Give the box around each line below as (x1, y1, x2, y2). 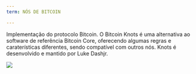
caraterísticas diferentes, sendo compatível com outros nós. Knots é (6, 43, 177, 51)
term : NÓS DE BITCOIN (6, 8, 61, 15)
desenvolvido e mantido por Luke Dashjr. (6, 49, 108, 57)
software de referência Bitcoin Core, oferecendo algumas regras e (6, 37, 171, 44)
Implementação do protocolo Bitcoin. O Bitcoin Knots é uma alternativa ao (6, 31, 191, 38)
